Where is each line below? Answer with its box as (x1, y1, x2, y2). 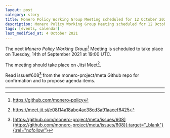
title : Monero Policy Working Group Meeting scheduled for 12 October (5, 17, 157, 22)
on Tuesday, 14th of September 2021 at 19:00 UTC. (5, 51, 111, 57)
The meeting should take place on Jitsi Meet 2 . (5, 61, 101, 68)
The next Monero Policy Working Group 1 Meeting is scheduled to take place (5, 45, 163, 52)
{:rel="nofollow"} (12, 127, 48, 133)
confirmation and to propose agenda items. (5, 77, 96, 83)
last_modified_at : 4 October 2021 (5, 31, 78, 36)
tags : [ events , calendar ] (5, 26, 60, 31)
